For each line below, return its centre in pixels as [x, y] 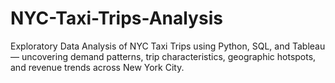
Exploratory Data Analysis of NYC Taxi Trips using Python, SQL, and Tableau [168, 46]
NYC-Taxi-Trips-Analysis [116, 18]
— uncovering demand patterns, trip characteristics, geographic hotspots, [163, 56]
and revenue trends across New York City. [97, 67]
